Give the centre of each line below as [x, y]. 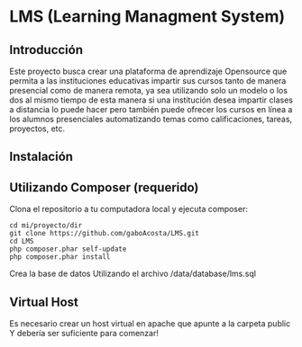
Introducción [46, 50]
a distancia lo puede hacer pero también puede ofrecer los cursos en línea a [151, 109]
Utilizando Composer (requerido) [104, 187]
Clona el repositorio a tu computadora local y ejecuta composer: [128, 209]
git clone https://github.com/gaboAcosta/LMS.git [105, 234]
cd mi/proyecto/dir [46, 226]
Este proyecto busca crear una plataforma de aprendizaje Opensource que [148, 71]
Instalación [41, 157]
